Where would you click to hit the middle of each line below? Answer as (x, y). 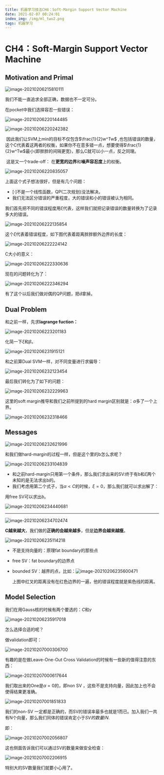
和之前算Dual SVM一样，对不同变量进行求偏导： (53, 361)
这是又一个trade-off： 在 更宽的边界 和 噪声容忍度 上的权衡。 (65, 162)
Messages (21, 432)
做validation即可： (23, 640)
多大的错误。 (18, 214)
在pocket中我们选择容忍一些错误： (40, 110)
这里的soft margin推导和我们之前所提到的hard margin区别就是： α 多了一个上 (81, 401)
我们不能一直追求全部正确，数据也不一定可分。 (52, 99)
